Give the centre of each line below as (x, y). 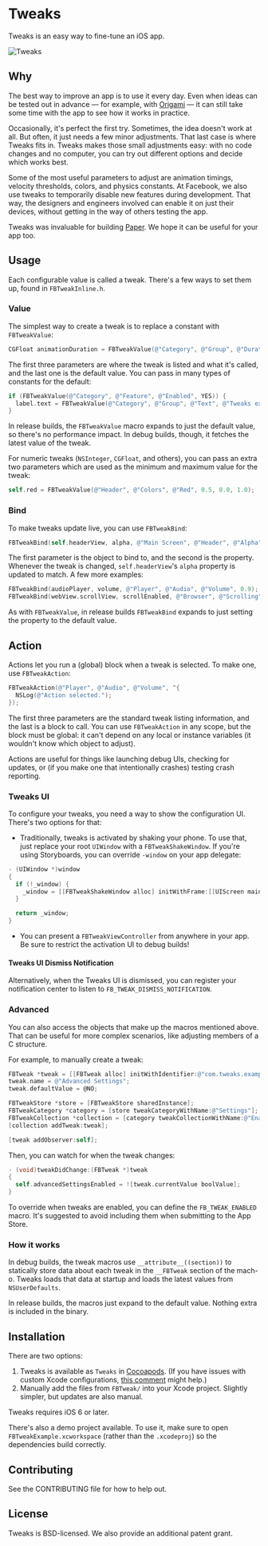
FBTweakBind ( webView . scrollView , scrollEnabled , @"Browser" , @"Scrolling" (135, 597)
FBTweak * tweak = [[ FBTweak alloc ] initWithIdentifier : (103, 1074)
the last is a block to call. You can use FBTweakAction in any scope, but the (130, 726)
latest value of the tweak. (50, 443)
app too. (22, 235)
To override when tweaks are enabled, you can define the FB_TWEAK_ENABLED (132, 1207)
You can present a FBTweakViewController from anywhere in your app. (134, 936)
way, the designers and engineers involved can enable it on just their (121, 203)
